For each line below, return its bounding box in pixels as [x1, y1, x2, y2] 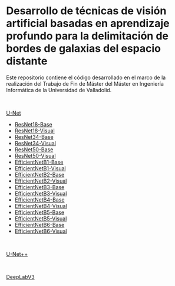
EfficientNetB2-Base [14, 171, 65, 178]
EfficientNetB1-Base [14, 158, 64, 165]
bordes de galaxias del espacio [6, 42, 161, 56]
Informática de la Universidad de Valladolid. [6, 86, 112, 93]
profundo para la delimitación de [6, 30, 169, 43]
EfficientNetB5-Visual [14, 214, 67, 222]
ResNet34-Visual [14, 139, 56, 147]
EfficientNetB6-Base [14, 221, 65, 228]
